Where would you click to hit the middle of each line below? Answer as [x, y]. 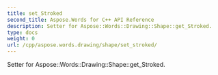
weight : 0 [21, 39]
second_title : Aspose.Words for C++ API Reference [81, 20]
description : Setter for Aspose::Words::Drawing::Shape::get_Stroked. [110, 26]
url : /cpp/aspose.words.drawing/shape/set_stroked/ [82, 45]
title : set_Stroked [35, 13]
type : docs [23, 32]
